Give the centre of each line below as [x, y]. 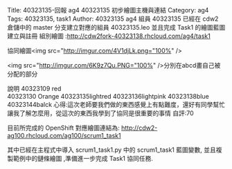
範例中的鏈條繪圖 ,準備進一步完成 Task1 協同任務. [83, 158]
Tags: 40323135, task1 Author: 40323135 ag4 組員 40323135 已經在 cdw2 [113, 19]
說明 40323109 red [34, 89]
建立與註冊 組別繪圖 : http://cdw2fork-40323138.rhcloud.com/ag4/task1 [109, 36]
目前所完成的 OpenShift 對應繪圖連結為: [63, 128]
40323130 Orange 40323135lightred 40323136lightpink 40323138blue [108, 96]
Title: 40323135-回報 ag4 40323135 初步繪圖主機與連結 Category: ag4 [108, 10]
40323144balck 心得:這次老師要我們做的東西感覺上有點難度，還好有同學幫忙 [116, 105]
